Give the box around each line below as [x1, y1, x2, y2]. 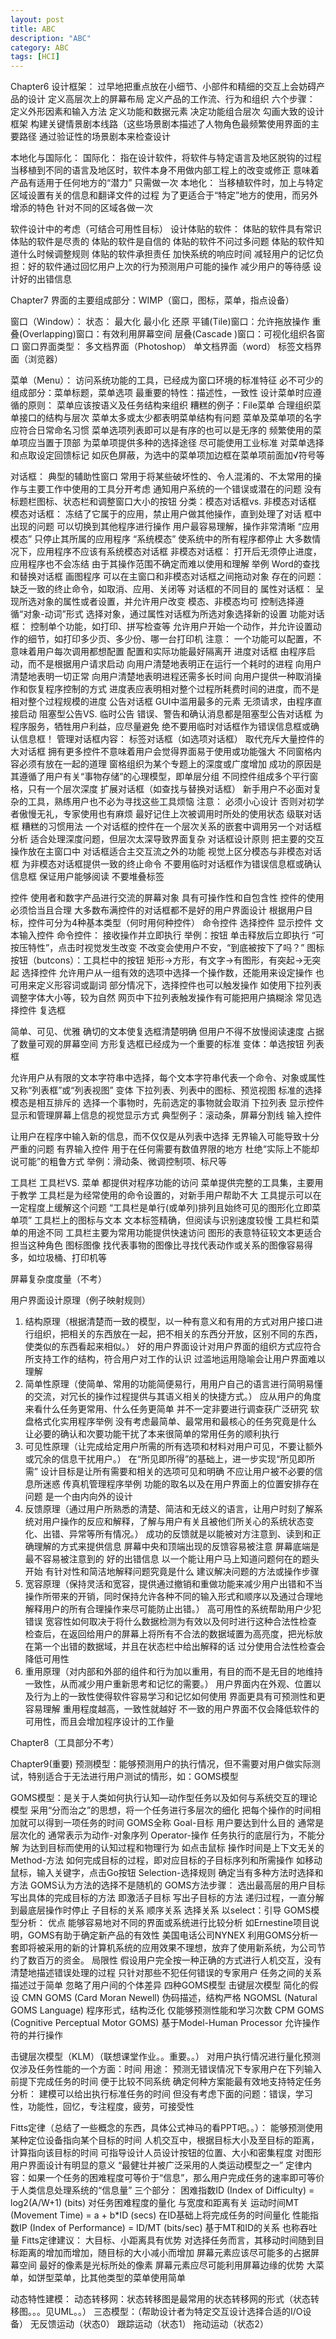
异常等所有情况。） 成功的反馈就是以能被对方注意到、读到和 [68, 1528, 313, 1540]
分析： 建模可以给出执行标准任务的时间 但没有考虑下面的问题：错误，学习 [10, 2088, 313, 2100]
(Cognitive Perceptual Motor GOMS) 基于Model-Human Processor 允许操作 [10, 2017, 320, 2029]
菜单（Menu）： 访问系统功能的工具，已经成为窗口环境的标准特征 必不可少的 [10, 374, 324, 386]
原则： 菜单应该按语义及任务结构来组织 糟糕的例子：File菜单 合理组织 [27, 399, 313, 411]
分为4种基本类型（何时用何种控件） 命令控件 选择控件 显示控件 [53, 917, 313, 929]
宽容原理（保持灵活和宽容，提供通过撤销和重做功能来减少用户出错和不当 [24, 1578, 323, 1590]
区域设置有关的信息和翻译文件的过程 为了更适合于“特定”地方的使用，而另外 [10, 189, 319, 201]
